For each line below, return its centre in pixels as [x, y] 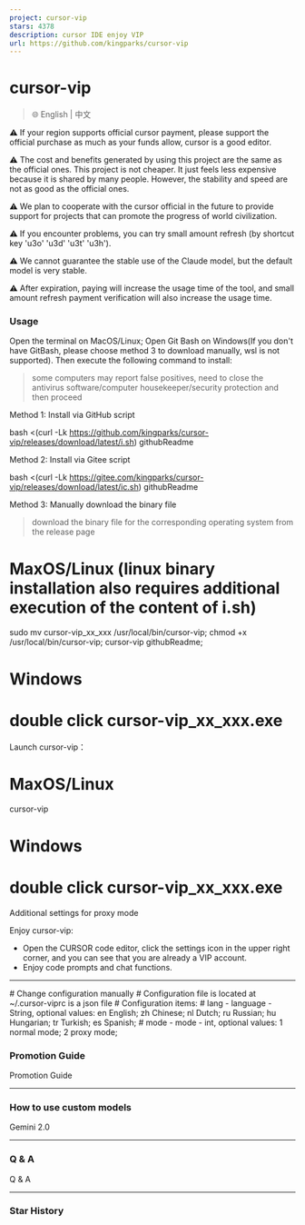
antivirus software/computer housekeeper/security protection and [155, 388]
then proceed [57, 397]
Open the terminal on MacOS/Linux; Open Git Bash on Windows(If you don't [151, 341]
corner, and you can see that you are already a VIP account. [135, 957]
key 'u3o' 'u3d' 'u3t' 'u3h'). [60, 244]
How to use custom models [70, 1107]
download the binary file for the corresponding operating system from [162, 523]
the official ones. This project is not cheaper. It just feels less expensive [143, 170]
